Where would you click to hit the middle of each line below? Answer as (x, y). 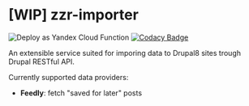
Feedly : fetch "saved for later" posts (81, 93)
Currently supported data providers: (69, 77)
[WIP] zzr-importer (74, 15)
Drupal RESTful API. (42, 61)
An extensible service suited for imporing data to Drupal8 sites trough (125, 53)
